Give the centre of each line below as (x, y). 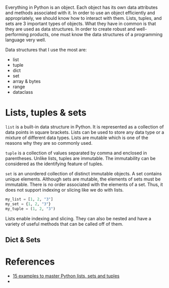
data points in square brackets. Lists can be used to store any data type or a (85, 132)
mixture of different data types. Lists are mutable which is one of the (77, 138)
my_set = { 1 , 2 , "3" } (28, 204)
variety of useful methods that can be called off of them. (64, 224)
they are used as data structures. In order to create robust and (70, 29)
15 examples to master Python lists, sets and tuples (66, 276)
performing (17, 34)
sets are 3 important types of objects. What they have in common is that (81, 23)
